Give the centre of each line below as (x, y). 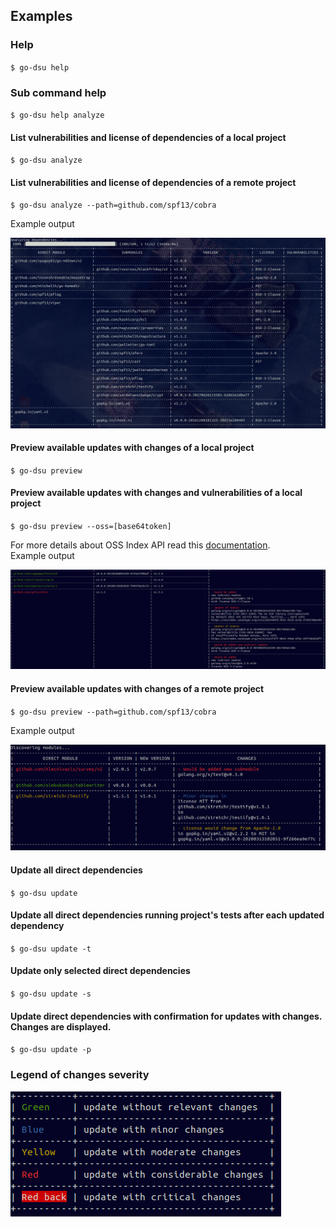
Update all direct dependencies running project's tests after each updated (167, 915)
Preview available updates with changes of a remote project (137, 689)
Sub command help (58, 92)
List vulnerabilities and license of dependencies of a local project (148, 137)
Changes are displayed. (61, 1026)
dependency (37, 926)
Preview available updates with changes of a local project (132, 448)
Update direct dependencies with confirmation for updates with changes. (166, 1016)
